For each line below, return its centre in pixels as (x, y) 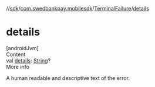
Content (16, 54)
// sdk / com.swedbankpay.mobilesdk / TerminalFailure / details (78, 8)
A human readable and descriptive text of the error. (68, 78)
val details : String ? (28, 60)
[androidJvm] (23, 48)
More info (18, 67)
